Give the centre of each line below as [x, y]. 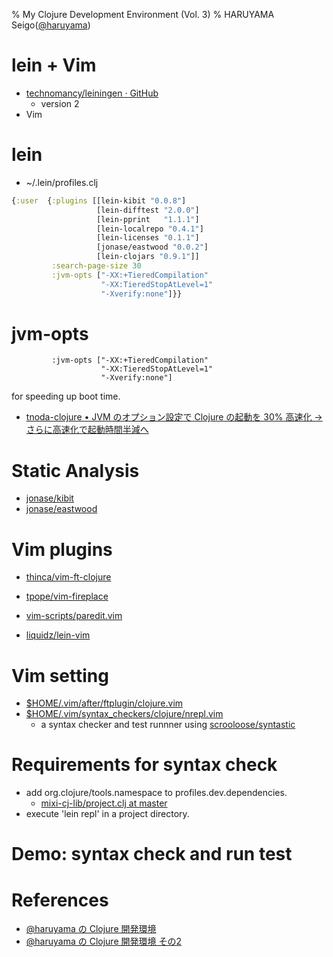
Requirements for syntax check [144, 765]
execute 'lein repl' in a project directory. [107, 814]
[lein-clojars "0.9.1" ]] [148, 257]
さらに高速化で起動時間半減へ [87, 430]
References [60, 900]
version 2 [60, 103]
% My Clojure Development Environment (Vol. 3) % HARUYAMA [143, 14]
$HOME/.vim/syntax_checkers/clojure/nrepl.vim [124, 714]
